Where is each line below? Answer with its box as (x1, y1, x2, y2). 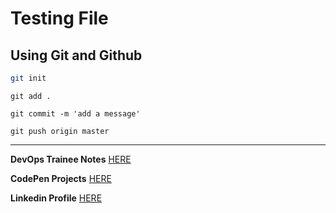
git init (10, 73, 47, 83)
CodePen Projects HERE (10, 172, 112, 184)
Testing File (10, 7, 109, 30)
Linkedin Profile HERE (10, 192, 103, 204)
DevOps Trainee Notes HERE (10, 153, 132, 165)
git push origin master (10, 126, 110, 136)
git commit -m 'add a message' (10, 108, 141, 119)
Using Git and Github (10, 47, 143, 64)
